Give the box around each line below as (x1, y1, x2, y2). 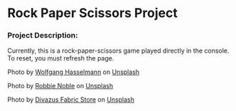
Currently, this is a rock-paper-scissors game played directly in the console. (7, 46, 230, 55)
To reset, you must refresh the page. (7, 54, 114, 63)
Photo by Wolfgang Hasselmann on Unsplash (7, 68, 140, 76)
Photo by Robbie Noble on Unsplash (7, 82, 114, 90)
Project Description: (7, 31, 78, 41)
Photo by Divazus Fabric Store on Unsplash (7, 95, 135, 104)
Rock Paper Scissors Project (7, 5, 178, 21)
